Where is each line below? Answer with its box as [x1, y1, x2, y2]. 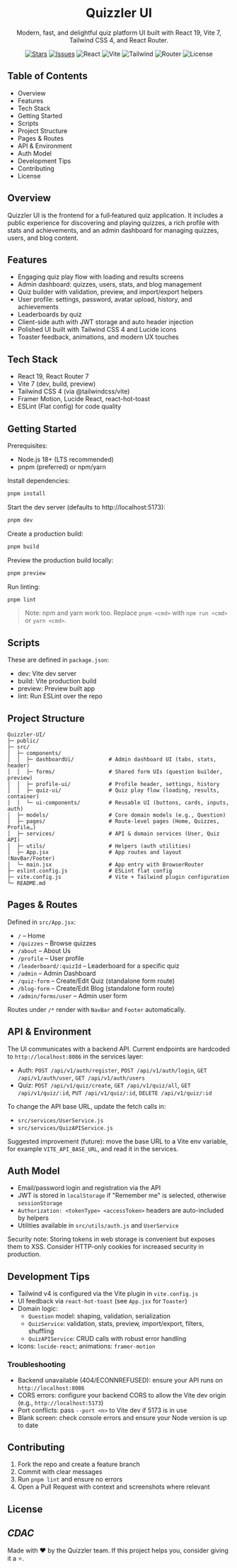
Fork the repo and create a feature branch [17, 1460, 140, 1469]
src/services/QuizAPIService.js [17, 1124, 113, 1131]
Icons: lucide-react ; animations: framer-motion [17, 1342, 156, 1351]
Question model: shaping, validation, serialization [28, 1312, 171, 1320]
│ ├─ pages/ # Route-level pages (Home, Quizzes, [7, 818, 220, 825]
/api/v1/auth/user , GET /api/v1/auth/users [17, 1073, 145, 1082]
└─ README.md [7, 880, 46, 887]
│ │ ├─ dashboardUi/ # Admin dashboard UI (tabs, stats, [7, 756, 217, 763]
